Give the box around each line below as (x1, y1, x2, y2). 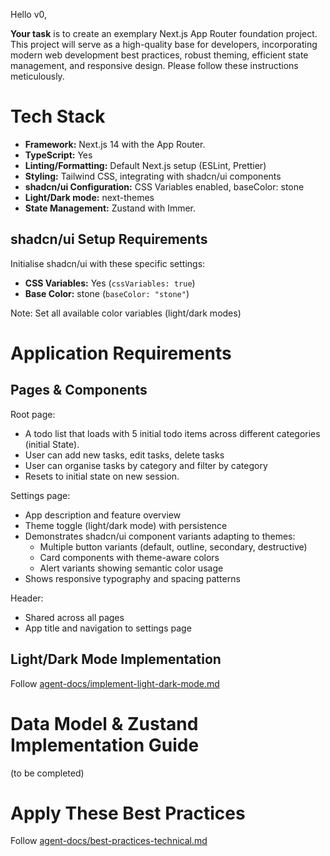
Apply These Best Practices (10, 802, 246, 824)
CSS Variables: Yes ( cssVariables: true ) (24, 277, 196, 289)
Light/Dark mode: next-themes (24, 191, 155, 203)
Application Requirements (10, 342, 232, 364)
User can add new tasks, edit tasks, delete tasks (24, 449, 225, 461)
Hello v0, (10, 9, 48, 20)
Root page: (10, 408, 56, 420)
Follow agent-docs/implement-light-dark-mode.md (10, 677, 220, 689)
